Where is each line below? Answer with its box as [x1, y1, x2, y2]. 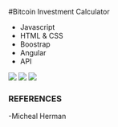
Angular [19, 48, 47, 57]
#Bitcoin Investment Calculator [8, 7, 110, 16]
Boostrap [19, 39, 51, 49]
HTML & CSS [19, 31, 63, 40]
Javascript [19, 23, 55, 31]
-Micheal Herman [8, 112, 67, 121]
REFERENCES [8, 92, 63, 104]
